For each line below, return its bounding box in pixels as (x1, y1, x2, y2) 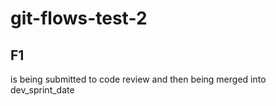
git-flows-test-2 (10, 7, 148, 30)
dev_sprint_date (10, 84, 75, 96)
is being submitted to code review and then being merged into (10, 73, 267, 85)
